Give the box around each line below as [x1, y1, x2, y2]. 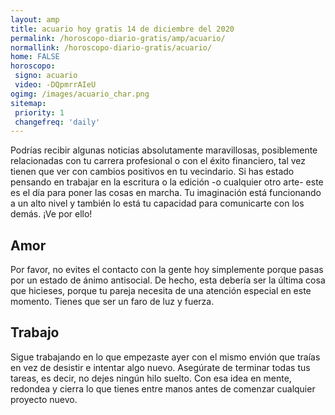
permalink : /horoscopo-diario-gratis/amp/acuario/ [10, 33, 226, 43]
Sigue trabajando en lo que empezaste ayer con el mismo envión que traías [10, 351, 321, 363]
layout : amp [10, 14, 60, 25]
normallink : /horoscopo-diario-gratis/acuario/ [10, 42, 213, 53]
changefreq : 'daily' [14, 117, 101, 127]
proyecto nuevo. [10, 393, 78, 405]
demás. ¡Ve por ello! [10, 208, 93, 220]
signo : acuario [14, 71, 78, 81]
